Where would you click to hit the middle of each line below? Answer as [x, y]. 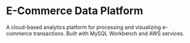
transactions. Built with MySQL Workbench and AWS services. [109, 33]
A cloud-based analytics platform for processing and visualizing [84, 27]
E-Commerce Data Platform [75, 11]
